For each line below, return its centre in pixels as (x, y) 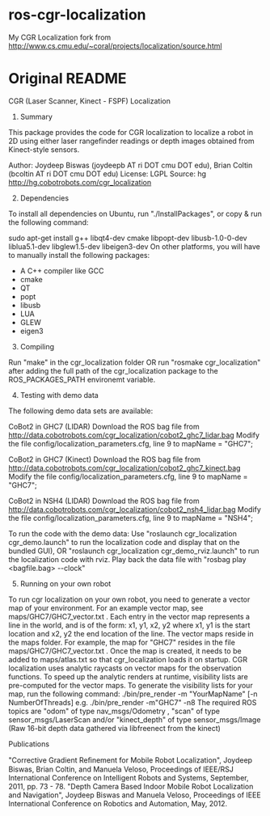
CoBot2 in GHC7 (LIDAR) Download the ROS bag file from (104, 426)
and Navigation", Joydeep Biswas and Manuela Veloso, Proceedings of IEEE (135, 795)
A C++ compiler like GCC (62, 271)
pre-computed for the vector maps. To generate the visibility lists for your (131, 685)
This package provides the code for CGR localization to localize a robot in (131, 132)
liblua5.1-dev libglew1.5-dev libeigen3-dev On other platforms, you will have (134, 246)
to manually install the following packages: (79, 255)
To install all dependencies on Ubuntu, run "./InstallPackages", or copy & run (135, 214)
